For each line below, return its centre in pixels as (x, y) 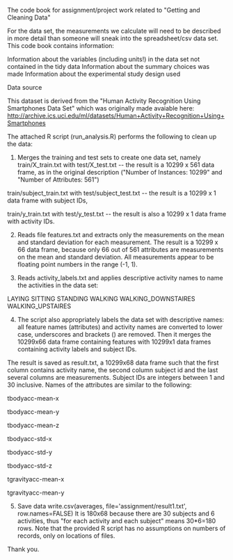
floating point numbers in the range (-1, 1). (77, 264)
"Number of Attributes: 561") (58, 179)
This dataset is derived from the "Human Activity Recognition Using (104, 101)
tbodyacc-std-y (30, 452)
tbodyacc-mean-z (33, 425)
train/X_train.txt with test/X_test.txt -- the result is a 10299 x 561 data (116, 165)
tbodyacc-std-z (30, 466)
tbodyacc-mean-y (33, 412)
